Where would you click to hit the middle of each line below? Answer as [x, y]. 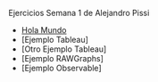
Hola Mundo [44, 30]
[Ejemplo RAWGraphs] [62, 58]
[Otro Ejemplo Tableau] [64, 49]
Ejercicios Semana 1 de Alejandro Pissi [79, 13]
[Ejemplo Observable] [61, 68]
